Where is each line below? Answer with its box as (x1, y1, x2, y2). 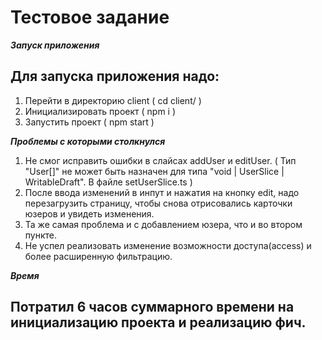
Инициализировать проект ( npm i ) (24, 105, 177, 117)
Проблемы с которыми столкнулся (10, 135, 166, 147)
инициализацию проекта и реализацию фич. (10, 314, 307, 331)
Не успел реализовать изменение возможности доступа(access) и (24, 239, 312, 251)
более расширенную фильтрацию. (24, 250, 173, 262)
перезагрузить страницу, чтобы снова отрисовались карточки (24, 197, 293, 209)
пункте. (24, 229, 57, 241)
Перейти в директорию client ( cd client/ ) (24, 94, 202, 106)
